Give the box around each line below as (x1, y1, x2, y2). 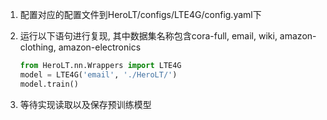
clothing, (19, 41, 57, 53)
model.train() (19, 79, 79, 89)
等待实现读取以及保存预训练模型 (19, 98, 152, 110)
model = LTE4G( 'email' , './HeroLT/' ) (19, 69, 178, 80)
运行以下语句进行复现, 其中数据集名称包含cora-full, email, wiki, (19, 30, 278, 42)
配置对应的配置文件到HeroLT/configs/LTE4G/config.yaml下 (19, 9, 262, 20)
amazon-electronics (58, 41, 142, 53)
